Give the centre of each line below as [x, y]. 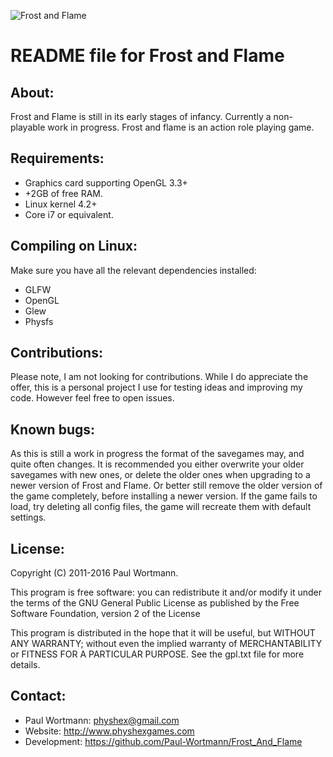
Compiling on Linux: [74, 246]
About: [32, 92]
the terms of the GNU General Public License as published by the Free [155, 603]
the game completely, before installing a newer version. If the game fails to [164, 496]
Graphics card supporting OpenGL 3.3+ [106, 182]
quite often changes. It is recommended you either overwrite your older [157, 464]
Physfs [39, 321]
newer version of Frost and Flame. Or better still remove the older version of [166, 486]
